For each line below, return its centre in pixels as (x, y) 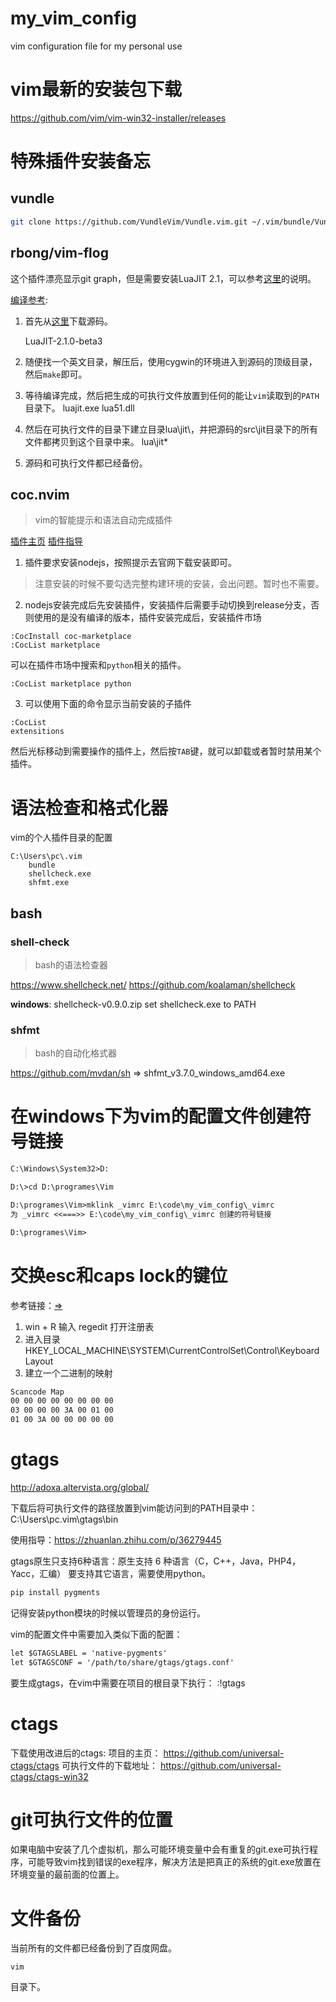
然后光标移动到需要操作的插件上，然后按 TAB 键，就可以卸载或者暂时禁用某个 (166, 751)
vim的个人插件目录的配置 (61, 838)
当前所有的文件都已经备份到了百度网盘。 (93, 1948)
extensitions (37, 732)
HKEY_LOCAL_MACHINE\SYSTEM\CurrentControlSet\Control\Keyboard (172, 1350)
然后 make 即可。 (56, 374)
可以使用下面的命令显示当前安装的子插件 (108, 704)
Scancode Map (37, 1392)
